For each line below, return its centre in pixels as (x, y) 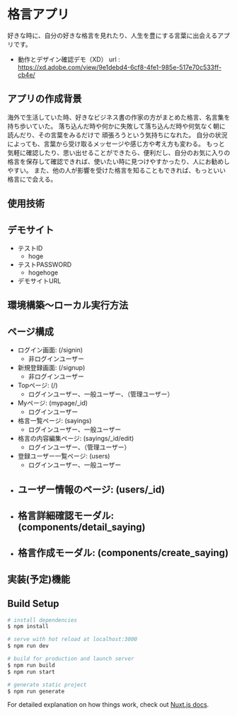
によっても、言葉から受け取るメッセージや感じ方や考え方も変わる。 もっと (116, 144)
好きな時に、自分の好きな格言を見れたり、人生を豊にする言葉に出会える (112, 35)
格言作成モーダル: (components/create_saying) (123, 553)
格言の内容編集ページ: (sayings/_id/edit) (76, 439)
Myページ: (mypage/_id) (53, 403)
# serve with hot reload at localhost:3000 (73, 640)
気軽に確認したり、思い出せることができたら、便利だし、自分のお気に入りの (119, 152)
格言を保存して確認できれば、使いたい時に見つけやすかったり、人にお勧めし (119, 161)
